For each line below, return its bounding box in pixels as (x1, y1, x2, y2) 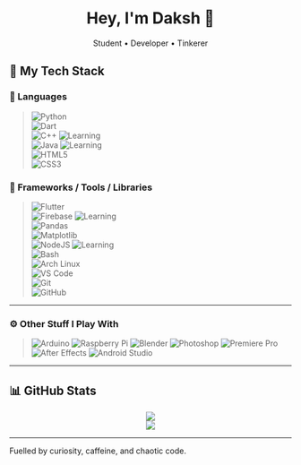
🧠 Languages (9, 90, 67, 103)
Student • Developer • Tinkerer (92, 38, 209, 48)
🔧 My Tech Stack (9, 64, 105, 79)
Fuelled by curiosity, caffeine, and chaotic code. (9, 445, 186, 456)
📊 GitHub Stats (9, 383, 97, 398)
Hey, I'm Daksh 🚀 (86, 8, 215, 29)
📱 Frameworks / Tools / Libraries (9, 181, 153, 194)
